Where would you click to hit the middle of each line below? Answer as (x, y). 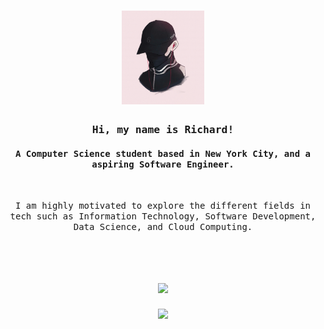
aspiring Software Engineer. (163, 164)
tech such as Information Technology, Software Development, (163, 216)
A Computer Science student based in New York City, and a (162, 153)
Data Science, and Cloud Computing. (163, 227)
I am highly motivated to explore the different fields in (162, 206)
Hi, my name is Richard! (163, 130)
